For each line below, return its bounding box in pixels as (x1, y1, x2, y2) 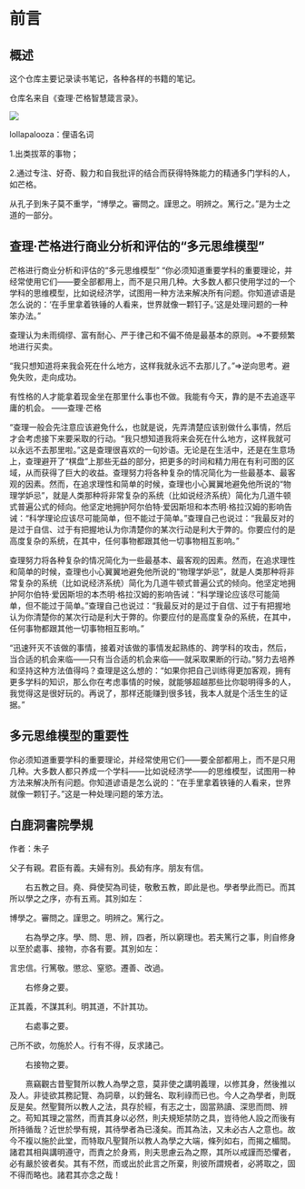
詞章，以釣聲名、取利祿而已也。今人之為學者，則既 (103, 1090, 296, 1101)
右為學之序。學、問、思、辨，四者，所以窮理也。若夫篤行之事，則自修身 (25, 932, 296, 942)
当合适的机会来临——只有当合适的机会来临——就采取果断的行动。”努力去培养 (9, 653, 296, 664)
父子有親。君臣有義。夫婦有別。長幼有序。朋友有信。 (9, 862, 209, 873)
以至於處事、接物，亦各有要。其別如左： (9, 943, 161, 954)
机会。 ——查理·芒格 (25, 402, 102, 413)
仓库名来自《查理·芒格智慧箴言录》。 (9, 93, 143, 103)
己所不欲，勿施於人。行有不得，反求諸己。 (9, 1040, 169, 1051)
